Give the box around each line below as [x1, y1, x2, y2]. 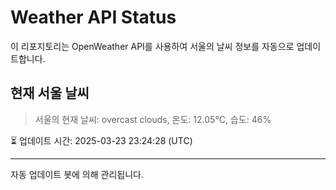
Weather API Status [10, 6, 177, 29]
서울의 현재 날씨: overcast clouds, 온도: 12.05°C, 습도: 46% [34, 113, 272, 125]
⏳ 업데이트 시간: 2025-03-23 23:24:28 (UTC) [10, 134, 193, 146]
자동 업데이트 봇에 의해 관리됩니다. [10, 168, 144, 180]
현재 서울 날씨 [10, 85, 90, 102]
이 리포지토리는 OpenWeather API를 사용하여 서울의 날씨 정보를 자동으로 [10, 40, 295, 52]
